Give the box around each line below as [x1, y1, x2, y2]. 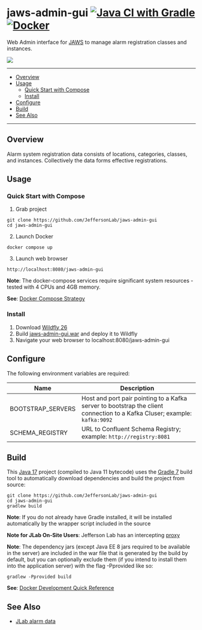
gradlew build [7, 503, 43, 509]
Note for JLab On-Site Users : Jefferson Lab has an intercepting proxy [7, 532, 180, 539]
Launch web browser [15, 255, 68, 262]
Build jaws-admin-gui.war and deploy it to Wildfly [15, 330, 138, 337]
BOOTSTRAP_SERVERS [10, 404, 76, 413]
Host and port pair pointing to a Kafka [81, 394, 188, 402]
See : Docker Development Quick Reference [7, 584, 114, 592]
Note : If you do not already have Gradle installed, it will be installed [7, 514, 173, 521]
